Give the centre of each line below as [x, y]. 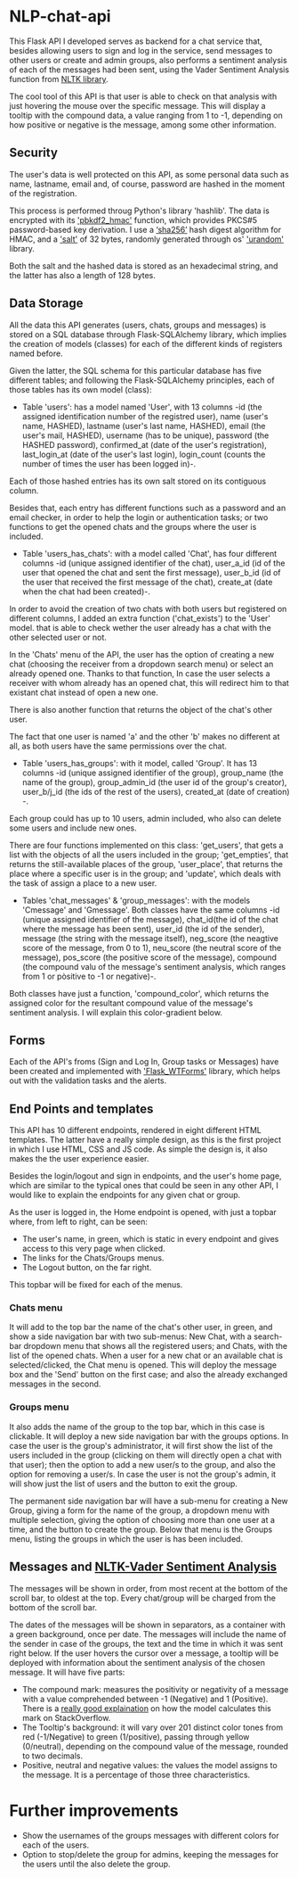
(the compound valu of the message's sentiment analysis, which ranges [154, 966]
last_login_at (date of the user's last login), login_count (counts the [144, 454]
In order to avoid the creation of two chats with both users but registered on [148, 608]
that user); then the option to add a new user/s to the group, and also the [142, 1464]
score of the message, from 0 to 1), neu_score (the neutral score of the [152, 947]
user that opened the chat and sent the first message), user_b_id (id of [152, 572]
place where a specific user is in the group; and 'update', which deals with [145, 873]
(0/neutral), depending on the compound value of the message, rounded [155, 1746]
